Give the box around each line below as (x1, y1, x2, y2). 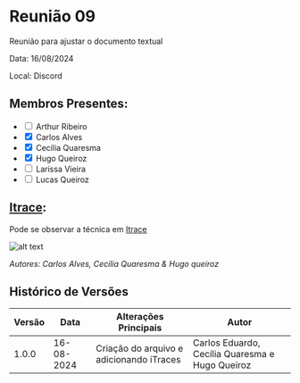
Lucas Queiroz (35, 174, 89, 185)
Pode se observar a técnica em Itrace (9, 223, 147, 234)
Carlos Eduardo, (193, 337, 261, 349)
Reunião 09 (9, 6, 96, 27)
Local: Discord (9, 70, 62, 81)
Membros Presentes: (9, 96, 129, 112)
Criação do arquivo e (96, 342, 184, 354)
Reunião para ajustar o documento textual (9, 36, 163, 46)
